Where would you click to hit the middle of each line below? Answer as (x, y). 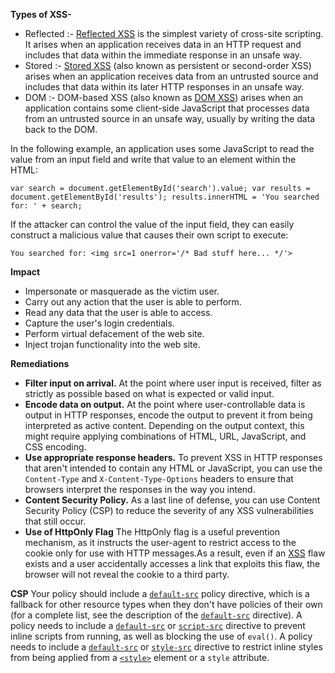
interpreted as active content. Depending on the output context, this (164, 425)
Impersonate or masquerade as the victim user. (122, 291)
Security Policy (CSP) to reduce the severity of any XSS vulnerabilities (169, 510)
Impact (25, 272)
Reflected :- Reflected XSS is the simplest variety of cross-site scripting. (174, 33)
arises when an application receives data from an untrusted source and (171, 76)
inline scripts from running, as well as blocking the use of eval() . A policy (161, 636)
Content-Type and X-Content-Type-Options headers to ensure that (159, 478)
